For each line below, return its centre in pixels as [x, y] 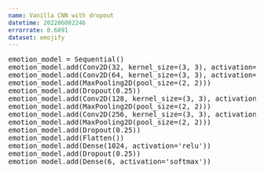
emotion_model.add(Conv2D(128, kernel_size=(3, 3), [110, 99]
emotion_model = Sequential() [66, 59]
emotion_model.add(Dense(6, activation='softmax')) [110, 162]
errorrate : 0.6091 [38, 30]
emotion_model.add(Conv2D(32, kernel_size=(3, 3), [108, 67]
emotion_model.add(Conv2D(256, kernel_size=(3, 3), [110, 114]
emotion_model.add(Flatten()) [66, 138]
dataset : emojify [37, 37]
